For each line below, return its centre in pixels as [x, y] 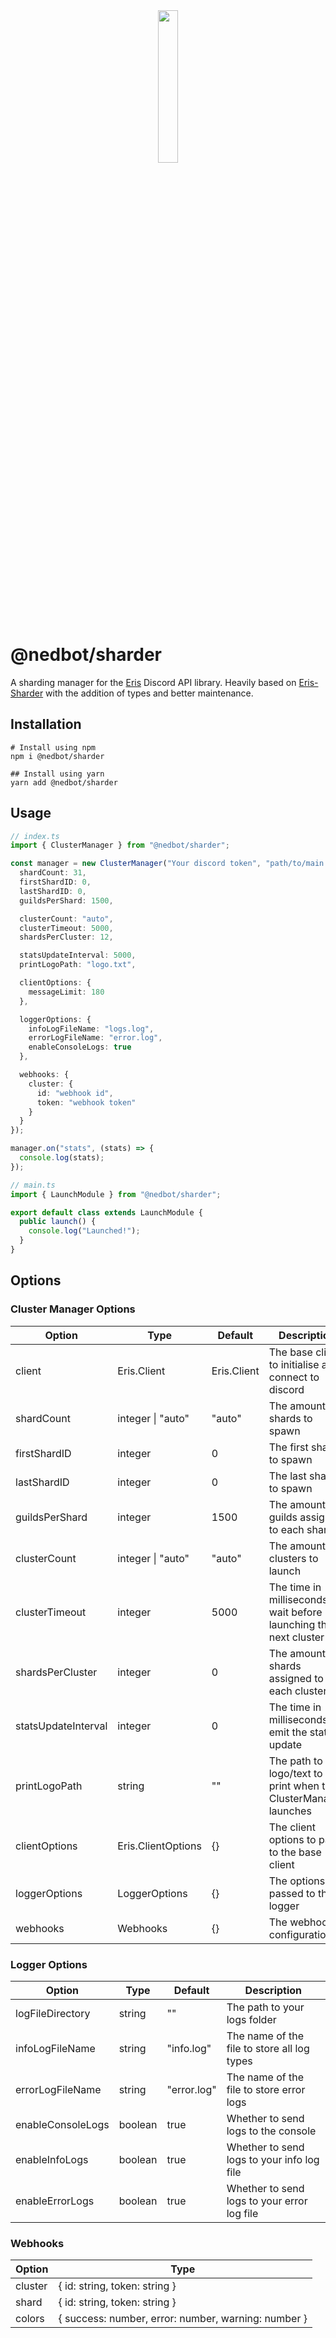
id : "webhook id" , [75, 1093]
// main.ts [33, 1185]
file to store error [266, 2089]
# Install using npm [53, 747]
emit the [288, 1732]
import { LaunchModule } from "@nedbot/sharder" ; [116, 1194]
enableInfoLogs [52, 2159]
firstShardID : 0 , [55, 882]
